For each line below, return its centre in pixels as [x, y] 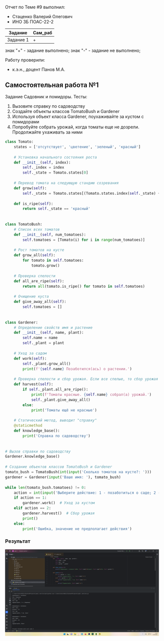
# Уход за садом [31, 353]
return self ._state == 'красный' [57, 209]
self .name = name [40, 338]
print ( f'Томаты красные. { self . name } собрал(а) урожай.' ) [91, 394]
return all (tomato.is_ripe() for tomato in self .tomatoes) [84, 286]
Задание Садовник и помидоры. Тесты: [46, 97]
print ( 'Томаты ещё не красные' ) [64, 410]
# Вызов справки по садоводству [38, 451]
